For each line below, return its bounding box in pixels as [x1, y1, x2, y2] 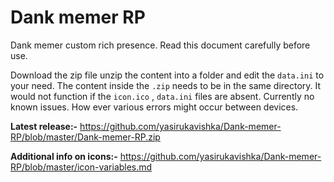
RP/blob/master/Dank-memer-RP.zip [10, 131, 161, 143]
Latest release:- [10, 120, 78, 132]
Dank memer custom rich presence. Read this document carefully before [10, 39, 311, 51]
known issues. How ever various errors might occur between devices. [10, 101, 299, 113]
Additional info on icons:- [10, 150, 118, 162]
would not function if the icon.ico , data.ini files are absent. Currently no [10, 90, 315, 102]
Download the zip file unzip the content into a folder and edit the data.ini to [10, 69, 325, 81]
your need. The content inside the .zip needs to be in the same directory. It [10, 79, 322, 91]
